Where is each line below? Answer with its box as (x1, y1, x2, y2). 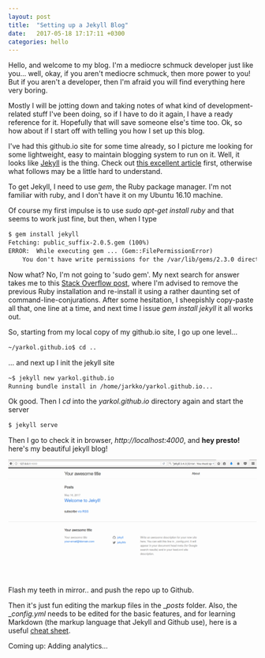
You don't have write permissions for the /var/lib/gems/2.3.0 (22, 255, 235, 263)
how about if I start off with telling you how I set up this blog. (8, 127, 205, 136)
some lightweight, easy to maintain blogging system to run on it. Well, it (8, 150, 240, 160)
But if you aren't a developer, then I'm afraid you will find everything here (8, 78, 246, 87)
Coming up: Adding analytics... (8, 641, 108, 650)
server (8, 405, 30, 414)
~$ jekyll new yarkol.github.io (8, 374, 114, 382)
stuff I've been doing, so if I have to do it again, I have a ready (32, 109, 233, 119)
